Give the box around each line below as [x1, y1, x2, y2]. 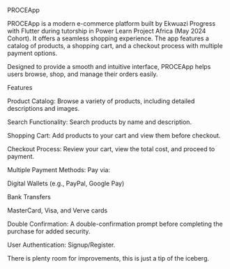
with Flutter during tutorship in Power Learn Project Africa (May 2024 [7, 27, 206, 35]
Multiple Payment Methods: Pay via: [7, 166, 110, 174]
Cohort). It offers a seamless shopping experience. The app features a [7, 34, 209, 43]
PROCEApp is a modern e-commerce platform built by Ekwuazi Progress [7, 20, 216, 27]
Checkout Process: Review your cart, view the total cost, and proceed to [7, 145, 215, 153]
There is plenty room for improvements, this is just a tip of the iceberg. [7, 254, 209, 262]
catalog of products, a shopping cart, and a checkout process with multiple [7, 42, 223, 49]
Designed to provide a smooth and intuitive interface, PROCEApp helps [7, 63, 211, 70]
